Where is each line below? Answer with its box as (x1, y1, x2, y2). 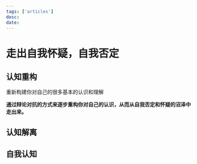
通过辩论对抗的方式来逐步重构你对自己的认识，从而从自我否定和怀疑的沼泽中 (6, 101, 191, 108)
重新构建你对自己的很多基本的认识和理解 (6, 89, 104, 96)
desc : (6, 14, 19, 20)
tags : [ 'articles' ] (6, 8, 54, 15)
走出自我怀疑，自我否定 (6, 46, 120, 60)
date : (6, 19, 19, 25)
